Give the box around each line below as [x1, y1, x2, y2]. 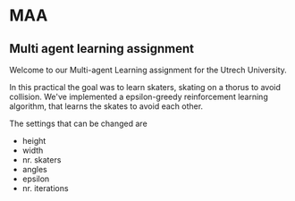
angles [21, 164, 47, 174]
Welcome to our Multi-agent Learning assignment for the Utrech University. [9, 64, 288, 75]
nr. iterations [21, 183, 69, 193]
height [21, 136, 46, 146]
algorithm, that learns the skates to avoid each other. [9, 101, 204, 112]
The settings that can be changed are [9, 118, 147, 129]
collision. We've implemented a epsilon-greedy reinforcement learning [9, 91, 268, 102]
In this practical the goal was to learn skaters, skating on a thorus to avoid [9, 82, 282, 92]
